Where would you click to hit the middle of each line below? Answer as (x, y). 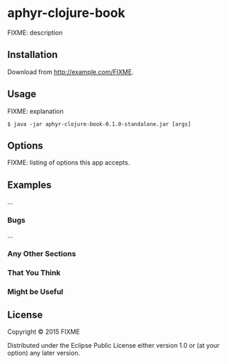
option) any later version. (43, 353)
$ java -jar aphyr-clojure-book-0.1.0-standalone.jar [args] (99, 124)
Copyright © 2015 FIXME (43, 332)
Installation (33, 55)
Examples (29, 185)
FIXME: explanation (35, 111)
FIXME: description (35, 33)
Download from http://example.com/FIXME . (71, 71)
